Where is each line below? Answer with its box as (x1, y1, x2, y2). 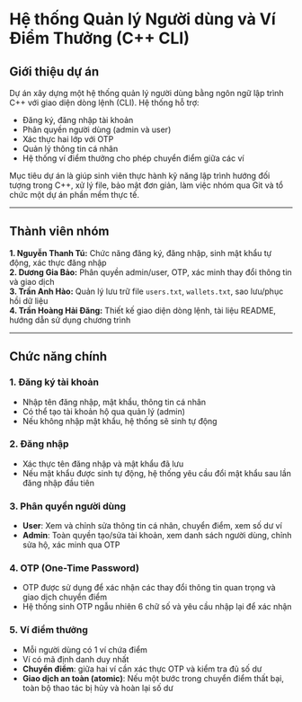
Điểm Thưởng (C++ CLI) (9, 28, 191, 49)
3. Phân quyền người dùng (9, 500, 126, 512)
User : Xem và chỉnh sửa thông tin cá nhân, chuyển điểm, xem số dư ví (22, 520, 283, 531)
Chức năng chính (9, 349, 108, 364)
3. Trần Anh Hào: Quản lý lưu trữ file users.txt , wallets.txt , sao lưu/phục (9, 286, 284, 297)
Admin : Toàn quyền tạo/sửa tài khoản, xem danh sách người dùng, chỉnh (22, 530, 292, 541)
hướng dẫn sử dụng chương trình (9, 315, 131, 325)
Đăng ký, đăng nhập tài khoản (22, 115, 134, 125)
